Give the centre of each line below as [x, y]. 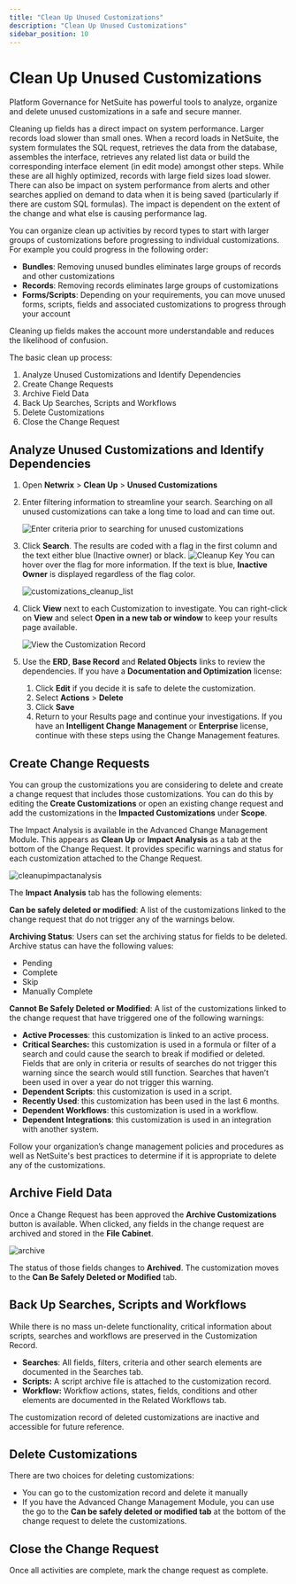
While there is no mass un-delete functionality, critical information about [140, 1326]
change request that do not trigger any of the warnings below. [122, 919]
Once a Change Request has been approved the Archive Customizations [143, 1214]
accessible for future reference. [67, 1426]
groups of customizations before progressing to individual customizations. [144, 240]
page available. [49, 628]
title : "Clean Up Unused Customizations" [87, 17]
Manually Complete [57, 991]
